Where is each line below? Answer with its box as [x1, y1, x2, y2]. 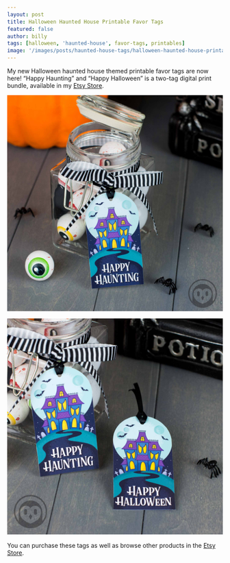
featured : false [7, 25, 53, 32]
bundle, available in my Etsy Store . [7, 82, 104, 89]
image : [7, 47, 26, 54]
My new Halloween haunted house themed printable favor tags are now [7, 67, 209, 75]
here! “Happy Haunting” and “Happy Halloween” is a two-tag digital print [7, 74, 212, 82]
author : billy [7, 33, 48, 40]
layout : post [7, 11, 44, 18]
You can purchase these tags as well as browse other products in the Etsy [7, 542, 216, 549]
